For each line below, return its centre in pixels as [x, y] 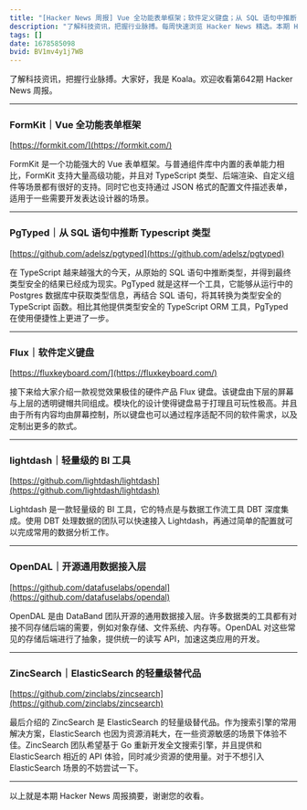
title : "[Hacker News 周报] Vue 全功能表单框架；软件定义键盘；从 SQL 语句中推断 [153, 18]
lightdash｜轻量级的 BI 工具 [70, 460]
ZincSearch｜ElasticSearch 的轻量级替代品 [106, 673]
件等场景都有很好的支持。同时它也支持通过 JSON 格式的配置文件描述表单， [151, 187]
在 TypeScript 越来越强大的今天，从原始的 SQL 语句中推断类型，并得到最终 [151, 272]
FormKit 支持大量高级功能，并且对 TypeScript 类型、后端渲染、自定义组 [160, 175]
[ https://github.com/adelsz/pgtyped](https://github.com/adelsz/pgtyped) [147, 253]
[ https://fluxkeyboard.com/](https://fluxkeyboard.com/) [113, 373]
